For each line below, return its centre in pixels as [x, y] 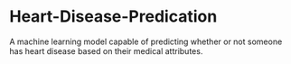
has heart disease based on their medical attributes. [106, 50]
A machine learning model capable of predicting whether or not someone [146, 41]
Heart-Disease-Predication [113, 17]
